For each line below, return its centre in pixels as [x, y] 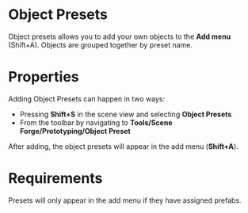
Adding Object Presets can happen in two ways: [86, 99]
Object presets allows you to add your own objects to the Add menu [120, 36]
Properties [44, 77]
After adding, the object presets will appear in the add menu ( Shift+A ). [124, 146]
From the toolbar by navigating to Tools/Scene [96, 122]
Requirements [55, 179]
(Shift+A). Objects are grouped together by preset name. [100, 44]
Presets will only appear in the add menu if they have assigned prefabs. [125, 200]
